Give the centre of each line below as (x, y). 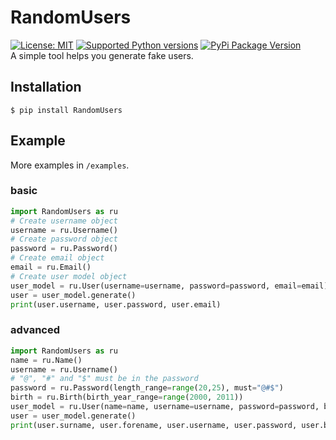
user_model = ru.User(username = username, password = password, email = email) (169, 286)
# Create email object (57, 258)
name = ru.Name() (46, 360)
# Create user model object (69, 276)
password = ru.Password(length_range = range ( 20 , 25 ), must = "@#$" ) (147, 388)
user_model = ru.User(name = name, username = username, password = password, (165, 407)
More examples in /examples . (70, 165)
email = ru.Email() (51, 267)
